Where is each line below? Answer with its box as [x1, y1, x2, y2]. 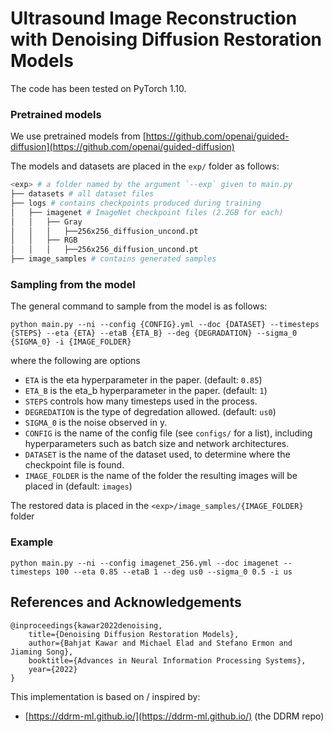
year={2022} [28, 664, 78, 674]
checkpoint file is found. [24, 459, 125, 471]
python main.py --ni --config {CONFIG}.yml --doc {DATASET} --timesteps [10, 320, 320, 330]
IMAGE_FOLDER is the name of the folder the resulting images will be [24, 470, 298, 482]
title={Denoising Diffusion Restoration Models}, [28, 629, 240, 639]
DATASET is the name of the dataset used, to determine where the [24, 448, 291, 461]
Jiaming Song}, [10, 647, 74, 657]
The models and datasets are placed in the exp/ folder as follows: [10, 160, 280, 172]
